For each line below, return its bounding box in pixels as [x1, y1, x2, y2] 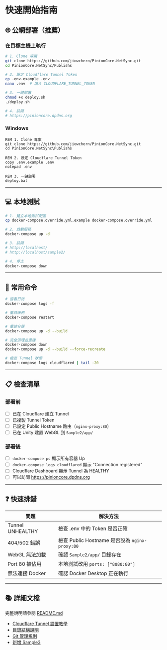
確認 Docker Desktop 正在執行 [58, 570, 129, 577]
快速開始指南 [5, 4, 58, 16]
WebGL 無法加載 [7, 551, 46, 558]
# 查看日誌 [5, 297, 25, 302]
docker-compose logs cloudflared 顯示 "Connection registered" [12, 462, 143, 468]
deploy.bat [5, 178, 28, 183]
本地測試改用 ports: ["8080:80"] [58, 561, 136, 568]
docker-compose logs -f [5, 301, 55, 306]
